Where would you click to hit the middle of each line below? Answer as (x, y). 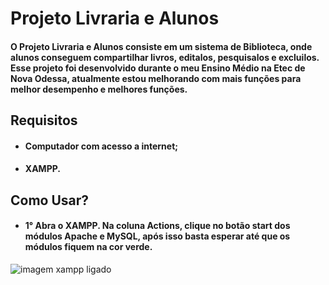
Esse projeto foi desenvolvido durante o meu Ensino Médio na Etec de (158, 68)
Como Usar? (50, 200)
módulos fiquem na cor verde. (88, 247)
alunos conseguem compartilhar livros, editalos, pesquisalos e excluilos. (165, 57)
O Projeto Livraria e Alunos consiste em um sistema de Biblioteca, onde (161, 46)
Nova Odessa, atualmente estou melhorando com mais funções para (156, 78)
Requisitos (44, 120)
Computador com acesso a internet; (101, 146)
